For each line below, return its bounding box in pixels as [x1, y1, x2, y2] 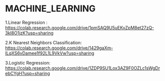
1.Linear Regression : [5, 19, 48, 25]
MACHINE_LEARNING [5, 3, 96, 14]
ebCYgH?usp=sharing [5, 70, 51, 76]
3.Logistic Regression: [5, 60, 51, 66]
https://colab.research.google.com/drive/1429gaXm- [5, 45, 113, 51]
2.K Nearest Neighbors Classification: [5, 39, 82, 45]
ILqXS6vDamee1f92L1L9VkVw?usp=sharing [5, 50, 95, 56]
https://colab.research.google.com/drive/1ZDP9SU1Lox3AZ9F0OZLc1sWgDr [5, 65, 160, 71]
